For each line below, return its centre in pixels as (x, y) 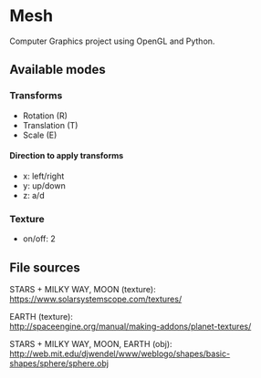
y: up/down (44, 185)
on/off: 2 (39, 239)
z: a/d (33, 195)
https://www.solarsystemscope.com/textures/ (96, 299)
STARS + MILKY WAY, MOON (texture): (83, 289)
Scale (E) (40, 135)
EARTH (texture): (41, 316)
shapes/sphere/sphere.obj (59, 363)
